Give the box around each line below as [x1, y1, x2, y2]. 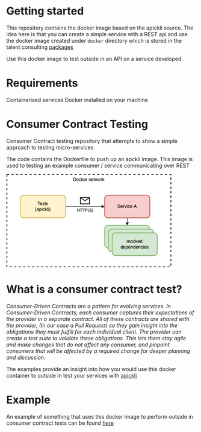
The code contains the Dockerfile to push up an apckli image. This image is [6, 155, 193, 162]
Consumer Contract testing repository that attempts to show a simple [6, 137, 178, 144]
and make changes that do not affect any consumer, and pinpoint [6, 341, 170, 348]
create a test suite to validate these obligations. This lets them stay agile [6, 334, 187, 341]
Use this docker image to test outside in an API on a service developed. [6, 55, 184, 62]
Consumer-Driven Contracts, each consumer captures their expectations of [6, 309, 194, 316]
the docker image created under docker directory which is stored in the [6, 37, 182, 44]
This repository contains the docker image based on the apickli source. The [6, 24, 194, 31]
